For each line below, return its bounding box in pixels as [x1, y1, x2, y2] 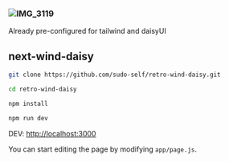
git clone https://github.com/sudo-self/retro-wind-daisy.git [8, 71, 221, 79]
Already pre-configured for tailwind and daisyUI [8, 26, 166, 36]
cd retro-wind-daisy [8, 85, 78, 93]
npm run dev [8, 114, 48, 122]
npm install [8, 99, 48, 107]
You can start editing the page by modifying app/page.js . [8, 144, 198, 154]
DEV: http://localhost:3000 [8, 128, 96, 138]
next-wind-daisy [8, 49, 95, 63]
